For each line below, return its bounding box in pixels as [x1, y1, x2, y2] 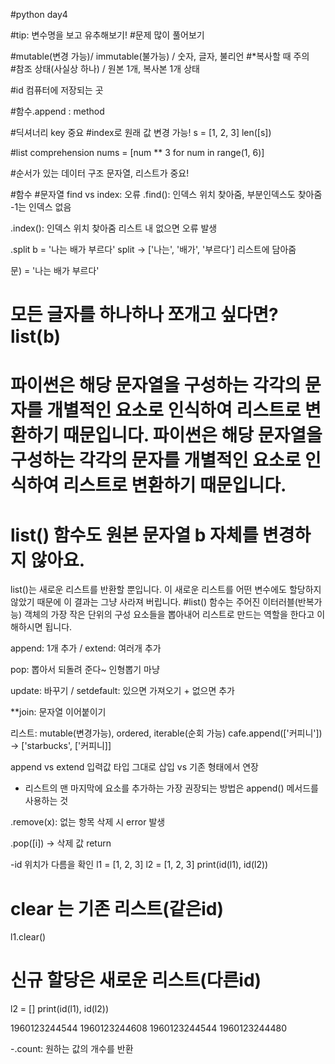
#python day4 [10, 9, 68, 20]
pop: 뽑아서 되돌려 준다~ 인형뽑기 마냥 [10, 664, 160, 676]
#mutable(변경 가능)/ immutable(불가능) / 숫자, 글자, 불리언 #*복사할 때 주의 [10, 50, 310, 62]
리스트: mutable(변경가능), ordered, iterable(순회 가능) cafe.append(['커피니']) [10, 727, 323, 739]
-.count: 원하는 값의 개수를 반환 [10, 1043, 134, 1055]
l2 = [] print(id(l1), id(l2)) [10, 1003, 109, 1015]
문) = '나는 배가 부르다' [10, 265, 100, 276]
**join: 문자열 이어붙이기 [10, 706, 107, 718]
